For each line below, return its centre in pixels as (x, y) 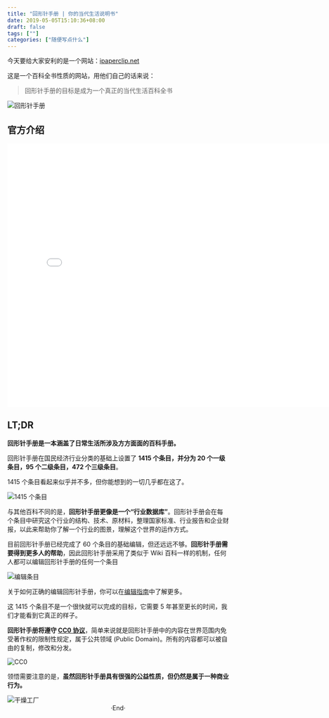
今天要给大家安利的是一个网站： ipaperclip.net (73, 61)
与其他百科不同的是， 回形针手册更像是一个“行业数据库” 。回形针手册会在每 (115, 511)
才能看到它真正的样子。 (47, 615)
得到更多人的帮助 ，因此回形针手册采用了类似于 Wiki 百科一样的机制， (114, 553)
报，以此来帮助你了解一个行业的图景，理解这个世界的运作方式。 (99, 529)
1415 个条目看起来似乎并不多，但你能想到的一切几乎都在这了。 (98, 481)
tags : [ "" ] (23, 33)
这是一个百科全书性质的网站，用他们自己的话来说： (81, 76)
